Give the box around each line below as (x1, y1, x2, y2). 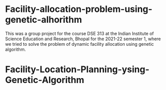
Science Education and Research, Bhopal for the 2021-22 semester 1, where (5, 36, 161, 42)
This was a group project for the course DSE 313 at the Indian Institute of (5, 30, 154, 36)
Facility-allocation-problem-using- (5, 3, 153, 15)
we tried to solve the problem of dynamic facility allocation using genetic (5, 41, 154, 47)
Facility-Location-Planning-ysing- (5, 64, 150, 75)
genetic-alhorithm (5, 14, 82, 25)
